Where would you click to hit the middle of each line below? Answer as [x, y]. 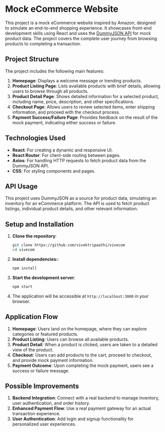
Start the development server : [44, 278]
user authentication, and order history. [51, 403]
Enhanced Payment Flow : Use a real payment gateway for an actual [82, 408]
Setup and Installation [39, 224]
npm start [22, 287]
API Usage [21, 186]
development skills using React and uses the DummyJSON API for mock [78, 33]
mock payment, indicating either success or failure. [64, 122]
